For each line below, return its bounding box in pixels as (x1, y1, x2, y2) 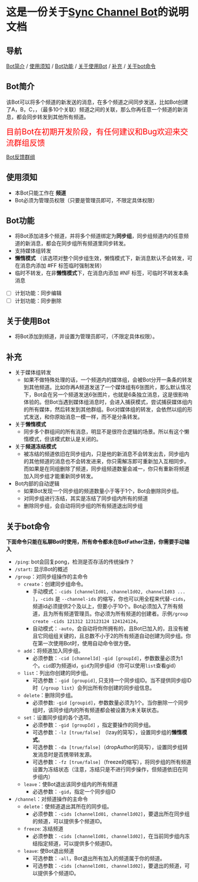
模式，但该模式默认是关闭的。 (28, 435, 102, 442)
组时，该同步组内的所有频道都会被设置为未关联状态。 (32, 706, 163, 714)
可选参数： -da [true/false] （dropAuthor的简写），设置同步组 (32, 744, 183, 750)
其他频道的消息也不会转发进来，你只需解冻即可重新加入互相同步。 (28, 458, 190, 465)
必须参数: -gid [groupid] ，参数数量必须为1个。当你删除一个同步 (32, 699, 189, 706)
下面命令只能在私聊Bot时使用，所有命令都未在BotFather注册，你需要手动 (6, 538, 185, 545)
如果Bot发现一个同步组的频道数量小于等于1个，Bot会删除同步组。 (23, 488, 182, 495)
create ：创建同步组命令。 (23, 581, 87, 587)
